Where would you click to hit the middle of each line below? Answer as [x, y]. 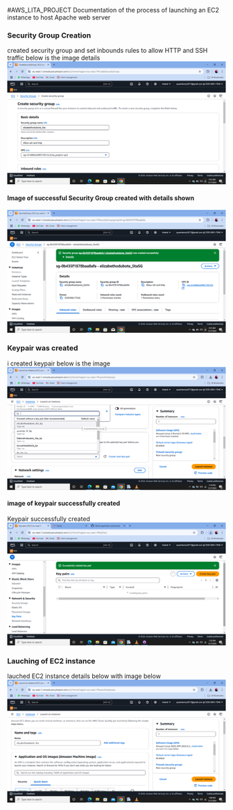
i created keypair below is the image [59, 363]
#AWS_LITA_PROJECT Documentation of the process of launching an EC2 [113, 10]
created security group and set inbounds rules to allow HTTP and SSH [107, 51]
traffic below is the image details [54, 58]
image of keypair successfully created [64, 504]
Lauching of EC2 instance [51, 661]
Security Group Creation [49, 35]
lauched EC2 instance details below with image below [84, 676]
